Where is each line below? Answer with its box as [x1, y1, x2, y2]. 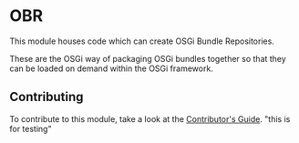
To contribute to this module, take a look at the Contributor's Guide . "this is [9, 113, 291, 124]
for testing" [9, 123, 52, 134]
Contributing [9, 89, 84, 105]
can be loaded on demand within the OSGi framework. [9, 63, 214, 74]
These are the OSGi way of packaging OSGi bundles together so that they [9, 53, 287, 64]
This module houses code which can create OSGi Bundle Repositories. [9, 36, 275, 46]
